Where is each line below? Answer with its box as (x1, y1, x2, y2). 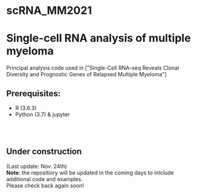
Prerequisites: (6, 88, 61, 99)
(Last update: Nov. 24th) (6, 162, 67, 170)
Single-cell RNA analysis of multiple (6, 31, 191, 45)
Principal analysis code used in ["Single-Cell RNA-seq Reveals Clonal (6, 64, 179, 71)
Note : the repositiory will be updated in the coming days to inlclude (6, 169, 174, 176)
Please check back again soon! (6, 182, 84, 189)
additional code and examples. (6, 175, 83, 182)
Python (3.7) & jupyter (15, 110, 70, 118)
